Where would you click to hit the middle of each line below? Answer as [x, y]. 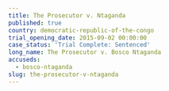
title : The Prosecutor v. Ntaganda [67, 15]
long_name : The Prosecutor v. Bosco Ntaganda [84, 52]
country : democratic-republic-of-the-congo [81, 30]
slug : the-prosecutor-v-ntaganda [63, 74]
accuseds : [25, 60]
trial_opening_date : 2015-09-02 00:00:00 [78, 38]
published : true [35, 23]
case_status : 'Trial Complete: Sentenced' [79, 45]
